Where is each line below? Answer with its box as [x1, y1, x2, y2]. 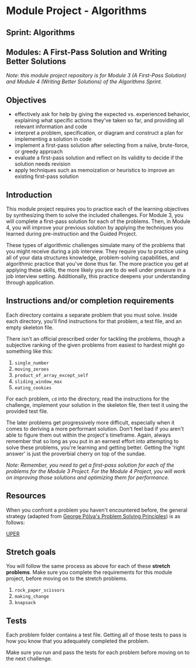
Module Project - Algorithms [6, 4, 147, 18]
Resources [6, 491, 46, 501]
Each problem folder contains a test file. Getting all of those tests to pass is [6, 631, 187, 639]
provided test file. [6, 407, 49, 414]
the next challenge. [6, 655, 53, 662]
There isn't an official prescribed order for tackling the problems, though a [6, 335, 185, 342]
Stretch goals [6, 547, 56, 557]
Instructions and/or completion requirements [6, 296, 174, 306]
